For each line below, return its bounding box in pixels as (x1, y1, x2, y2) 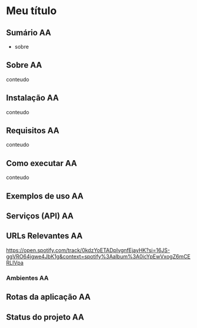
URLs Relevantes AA (6, 231, 83, 241)
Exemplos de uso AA (6, 191, 84, 201)
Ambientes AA (6, 274, 49, 282)
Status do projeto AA (6, 312, 84, 322)
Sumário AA (6, 28, 52, 38)
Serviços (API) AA (6, 211, 74, 221)
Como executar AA (6, 158, 78, 168)
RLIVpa (6, 259, 24, 266)
